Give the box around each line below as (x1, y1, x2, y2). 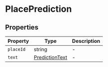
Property (7, 38, 29, 44)
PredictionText (34, 54, 68, 61)
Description (72, 38, 101, 44)
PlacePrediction (5, 3, 72, 15)
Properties (5, 23, 39, 32)
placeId (7, 47, 26, 52)
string (34, 46, 48, 53)
